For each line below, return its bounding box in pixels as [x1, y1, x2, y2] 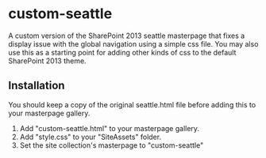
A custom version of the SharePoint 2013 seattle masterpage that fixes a [8, 31, 245, 40]
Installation [8, 79, 65, 92]
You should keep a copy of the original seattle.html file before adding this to [8, 100, 256, 109]
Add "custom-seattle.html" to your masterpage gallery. [19, 123, 200, 133]
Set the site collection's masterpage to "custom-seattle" [19, 140, 204, 150]
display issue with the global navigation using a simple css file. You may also [8, 39, 259, 48]
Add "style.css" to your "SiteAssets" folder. [19, 132, 161, 141]
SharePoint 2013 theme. [8, 56, 87, 66]
